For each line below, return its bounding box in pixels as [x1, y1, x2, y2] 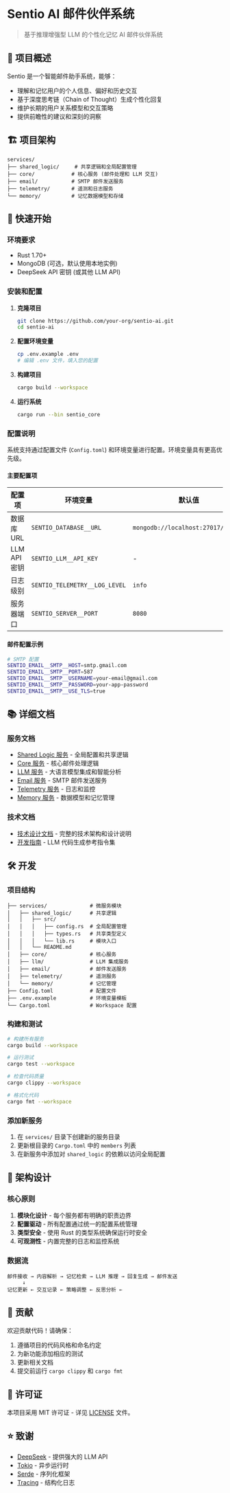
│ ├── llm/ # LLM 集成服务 [7, 958, 129, 965]
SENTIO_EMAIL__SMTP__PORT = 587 [7, 669, 94, 675]
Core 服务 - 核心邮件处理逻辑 [16, 759, 99, 767]
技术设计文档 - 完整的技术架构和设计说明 [16, 829, 132, 838]
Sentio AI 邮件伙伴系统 [7, 6, 135, 22]
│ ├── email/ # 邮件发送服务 [7, 966, 127, 973]
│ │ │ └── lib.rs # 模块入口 [7, 938, 117, 945]
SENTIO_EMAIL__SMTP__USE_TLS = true [7, 688, 106, 695]
